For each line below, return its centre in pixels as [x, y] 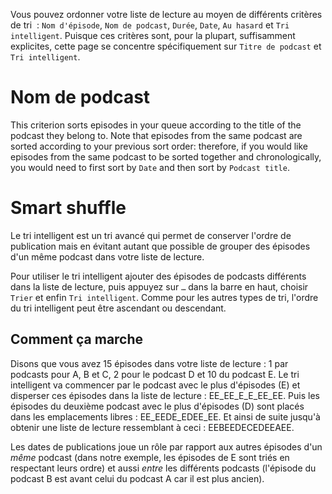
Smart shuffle [68, 208]
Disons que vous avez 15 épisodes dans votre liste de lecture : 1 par [149, 363]
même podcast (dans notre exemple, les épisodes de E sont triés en [150, 457]
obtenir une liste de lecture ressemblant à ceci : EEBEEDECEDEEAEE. [152, 427]
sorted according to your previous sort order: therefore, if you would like [159, 146]
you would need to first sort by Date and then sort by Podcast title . [150, 167]
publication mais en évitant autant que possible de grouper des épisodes [160, 246]
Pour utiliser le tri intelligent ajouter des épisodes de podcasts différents [158, 276]
